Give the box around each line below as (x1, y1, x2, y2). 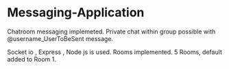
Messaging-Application (7, 5, 145, 20)
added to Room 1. (7, 55, 56, 63)
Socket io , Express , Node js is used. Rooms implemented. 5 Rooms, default (7, 48, 223, 56)
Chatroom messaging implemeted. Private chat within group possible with (7, 27, 216, 36)
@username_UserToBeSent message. (7, 34, 114, 42)
